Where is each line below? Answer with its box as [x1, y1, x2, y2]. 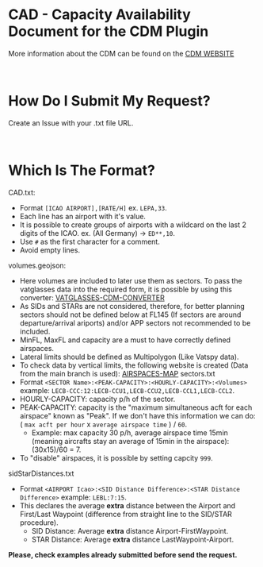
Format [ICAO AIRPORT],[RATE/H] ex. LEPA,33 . [19, 202, 168, 212]
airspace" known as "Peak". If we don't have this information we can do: [19, 411, 256, 420]
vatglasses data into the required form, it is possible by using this [19, 284, 232, 294]
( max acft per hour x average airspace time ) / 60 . [19, 419, 188, 429]
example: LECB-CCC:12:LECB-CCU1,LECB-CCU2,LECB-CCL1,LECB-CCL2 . [19, 385, 235, 395]
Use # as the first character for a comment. [19, 237, 160, 246]
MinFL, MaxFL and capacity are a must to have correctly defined [19, 335, 231, 345]
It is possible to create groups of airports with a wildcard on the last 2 [19, 220, 247, 229]
